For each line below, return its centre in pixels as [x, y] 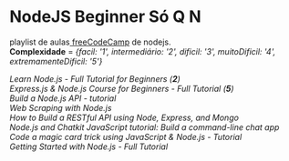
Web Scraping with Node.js [61, 107]
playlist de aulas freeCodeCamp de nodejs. [90, 42]
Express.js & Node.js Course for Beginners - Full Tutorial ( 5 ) [122, 88]
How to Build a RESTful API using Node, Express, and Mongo [124, 117]
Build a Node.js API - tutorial [63, 98]
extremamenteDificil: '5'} [56, 61]
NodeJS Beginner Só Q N [106, 17]
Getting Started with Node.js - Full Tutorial [89, 146]
